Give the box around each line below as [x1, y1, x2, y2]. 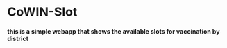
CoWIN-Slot [7, 4, 78, 20]
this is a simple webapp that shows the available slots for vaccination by [7, 27, 220, 35]
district [7, 34, 29, 43]
